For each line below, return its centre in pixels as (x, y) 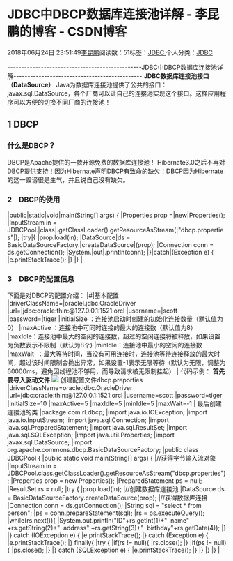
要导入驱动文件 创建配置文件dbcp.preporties (75, 380)
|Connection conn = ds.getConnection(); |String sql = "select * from (104, 506)
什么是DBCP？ (31, 146)
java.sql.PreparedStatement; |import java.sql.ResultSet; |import (97, 428)
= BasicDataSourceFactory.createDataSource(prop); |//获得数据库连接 (107, 498)
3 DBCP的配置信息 (41, 278)
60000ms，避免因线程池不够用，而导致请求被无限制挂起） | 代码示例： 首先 (116, 371)
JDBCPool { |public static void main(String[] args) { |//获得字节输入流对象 (112, 458)
